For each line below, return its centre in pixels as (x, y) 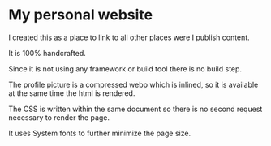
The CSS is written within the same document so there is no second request (135, 109)
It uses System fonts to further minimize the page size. (100, 133)
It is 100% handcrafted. (47, 53)
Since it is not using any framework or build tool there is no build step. (125, 69)
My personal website (81, 15)
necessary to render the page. (59, 117)
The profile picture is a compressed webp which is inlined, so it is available (133, 84)
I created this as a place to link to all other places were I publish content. (129, 37)
